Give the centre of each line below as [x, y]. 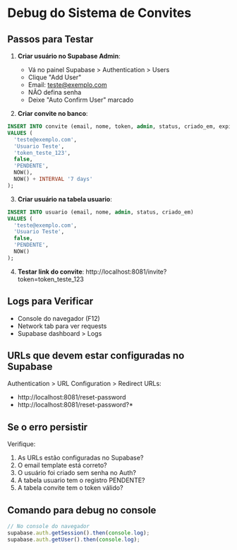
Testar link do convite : [51, 271]
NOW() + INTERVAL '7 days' [53, 179]
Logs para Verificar [50, 302]
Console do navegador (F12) [59, 318]
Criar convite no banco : [53, 113]
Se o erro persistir [48, 427]
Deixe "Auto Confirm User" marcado [81, 100]
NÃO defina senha [55, 92]
